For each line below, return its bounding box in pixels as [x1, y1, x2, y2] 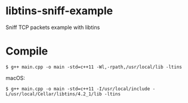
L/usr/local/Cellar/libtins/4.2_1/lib [5, 91, 102, 97]
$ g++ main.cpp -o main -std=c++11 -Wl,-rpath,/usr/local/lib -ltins [5, 64, 183, 70]
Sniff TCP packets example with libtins [5, 24, 100, 31]
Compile [5, 44, 48, 58]
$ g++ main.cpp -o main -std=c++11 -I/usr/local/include [5, 86, 150, 92]
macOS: [5, 74, 25, 81]
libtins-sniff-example [5, 4, 113, 18]
